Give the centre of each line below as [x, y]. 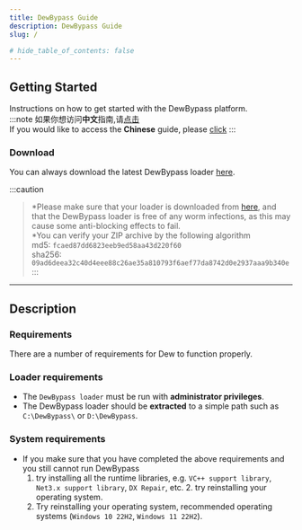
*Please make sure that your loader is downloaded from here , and [154, 207]
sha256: [46, 255]
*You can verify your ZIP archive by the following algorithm [141, 235]
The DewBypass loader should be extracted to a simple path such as [151, 406]
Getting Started [53, 87]
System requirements [58, 439]
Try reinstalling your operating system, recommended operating [154, 506]
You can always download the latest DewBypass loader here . [122, 172]
